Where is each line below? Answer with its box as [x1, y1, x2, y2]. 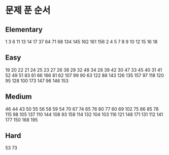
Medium [5, 92, 32, 101]
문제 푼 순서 [5, 5, 51, 16]
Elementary [5, 25, 43, 34]
